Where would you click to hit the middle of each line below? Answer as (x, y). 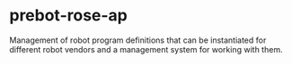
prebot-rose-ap (69, 16)
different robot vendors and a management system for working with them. (146, 49)
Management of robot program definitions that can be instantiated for (138, 40)
